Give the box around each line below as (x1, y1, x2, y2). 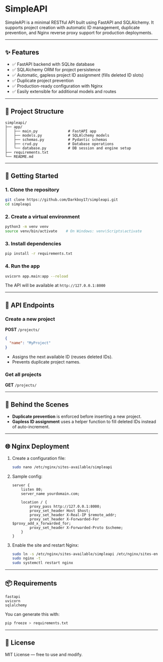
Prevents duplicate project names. (12, 359, 81, 364)
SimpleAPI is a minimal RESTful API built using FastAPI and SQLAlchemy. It (5, 19, 154, 25)
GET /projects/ (5, 382, 37, 388)
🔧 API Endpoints (5, 301, 55, 309)
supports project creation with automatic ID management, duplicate (5, 24, 140, 30)
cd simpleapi (5, 202, 32, 207)
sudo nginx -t (12, 556, 41, 561)
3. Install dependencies (5, 240, 62, 247)
